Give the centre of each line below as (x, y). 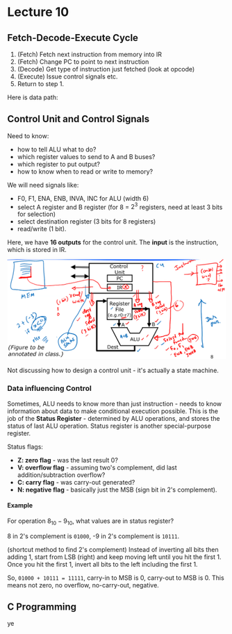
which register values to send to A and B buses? (86, 156)
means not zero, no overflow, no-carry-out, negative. (83, 585)
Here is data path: (33, 97)
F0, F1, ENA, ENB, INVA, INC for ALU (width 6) (83, 198)
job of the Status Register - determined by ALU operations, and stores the (114, 418)
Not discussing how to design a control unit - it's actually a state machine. (113, 370)
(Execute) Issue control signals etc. (67, 76)
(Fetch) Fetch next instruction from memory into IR (89, 54)
